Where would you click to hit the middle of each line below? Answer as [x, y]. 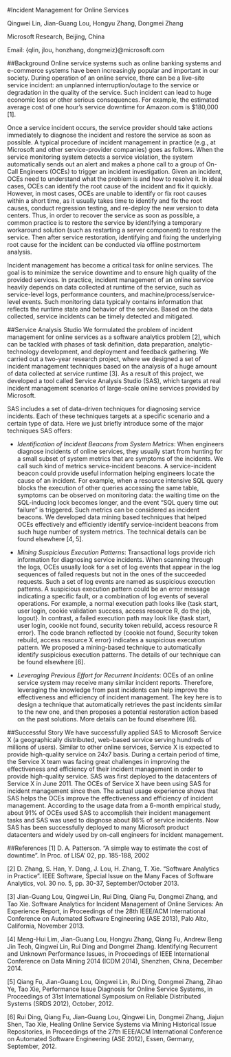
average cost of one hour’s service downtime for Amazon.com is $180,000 [113, 107]
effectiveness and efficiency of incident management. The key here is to [119, 697]
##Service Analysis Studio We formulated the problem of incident [100, 330]
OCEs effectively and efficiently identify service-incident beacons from [118, 524]
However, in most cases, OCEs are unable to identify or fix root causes [107, 193]
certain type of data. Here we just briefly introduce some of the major [106, 423]
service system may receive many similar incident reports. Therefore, [115, 683]
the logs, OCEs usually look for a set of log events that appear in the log [119, 567]
